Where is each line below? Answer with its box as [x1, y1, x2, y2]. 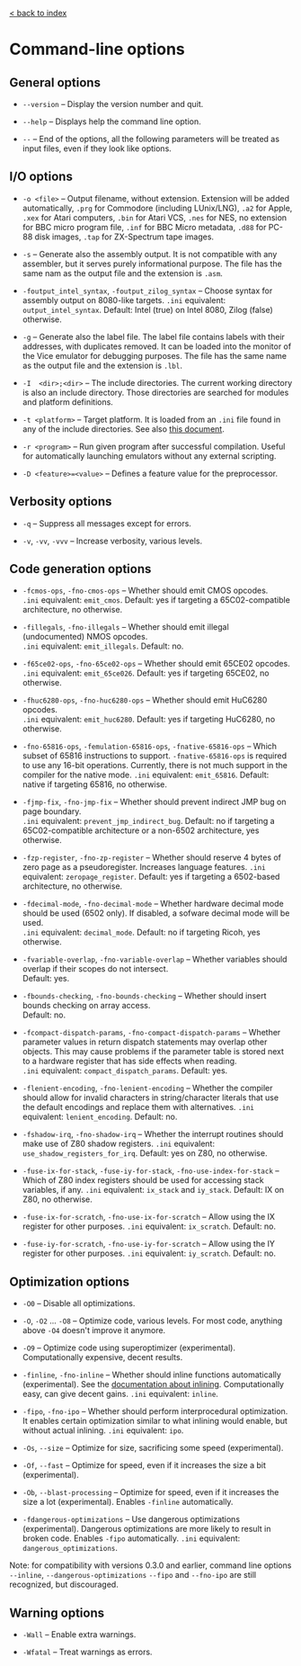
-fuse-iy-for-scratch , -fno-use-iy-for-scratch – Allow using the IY [22, 1239, 276, 1249]
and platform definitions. [22, 396, 114, 408]
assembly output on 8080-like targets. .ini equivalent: [22, 294, 226, 305]
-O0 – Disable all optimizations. [22, 1298, 136, 1309]
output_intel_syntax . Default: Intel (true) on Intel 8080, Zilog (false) [22, 304, 274, 315]
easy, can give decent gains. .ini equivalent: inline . [22, 1389, 218, 1400]
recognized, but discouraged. [9, 1579, 119, 1590]
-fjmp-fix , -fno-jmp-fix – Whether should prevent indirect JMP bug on [22, 796, 287, 808]
